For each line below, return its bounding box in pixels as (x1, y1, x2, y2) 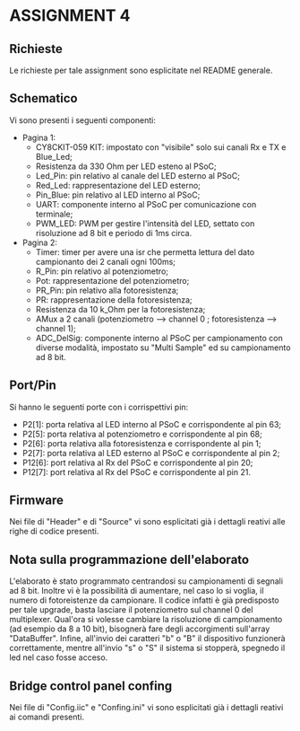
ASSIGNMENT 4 (9, 5, 132, 26)
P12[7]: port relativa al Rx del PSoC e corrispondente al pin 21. (21, 466, 251, 477)
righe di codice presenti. (9, 526, 99, 537)
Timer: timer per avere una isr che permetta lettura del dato (35, 246, 255, 257)
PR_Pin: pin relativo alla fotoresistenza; (35, 285, 179, 295)
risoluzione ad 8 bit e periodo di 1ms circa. (35, 227, 193, 238)
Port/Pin (9, 378, 56, 393)
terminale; (35, 208, 73, 219)
